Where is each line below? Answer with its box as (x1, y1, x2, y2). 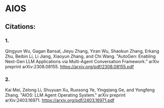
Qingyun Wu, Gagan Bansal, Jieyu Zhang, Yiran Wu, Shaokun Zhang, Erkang (5, 48, 159, 54)
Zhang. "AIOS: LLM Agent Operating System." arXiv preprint (5, 92, 126, 98)
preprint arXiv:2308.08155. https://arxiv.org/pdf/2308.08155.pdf (5, 64, 134, 69)
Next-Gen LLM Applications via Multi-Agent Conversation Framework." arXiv (5, 58, 160, 64)
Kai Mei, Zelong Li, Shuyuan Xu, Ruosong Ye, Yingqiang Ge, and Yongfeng (5, 87, 155, 93)
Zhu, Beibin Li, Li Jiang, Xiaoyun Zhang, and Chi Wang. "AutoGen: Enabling (5, 53, 156, 59)
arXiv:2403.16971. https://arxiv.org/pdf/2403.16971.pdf (5, 97, 115, 103)
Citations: (5, 22, 36, 31)
